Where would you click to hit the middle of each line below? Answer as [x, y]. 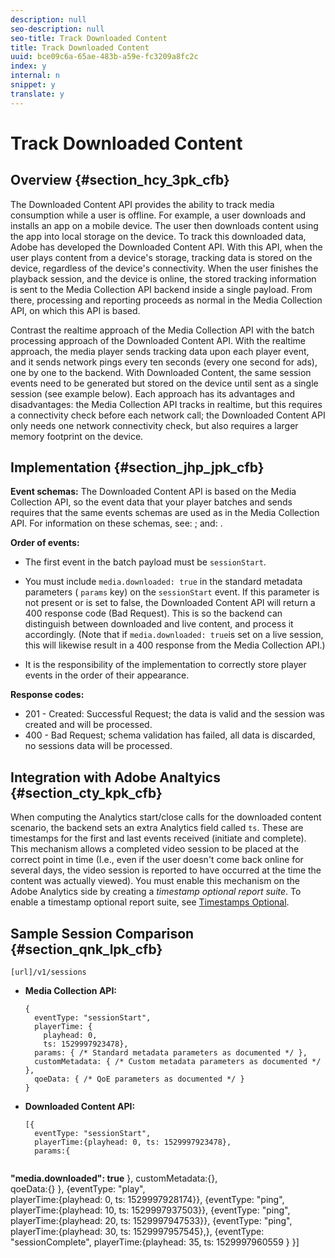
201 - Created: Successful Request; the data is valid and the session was [174, 714]
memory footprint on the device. [77, 436]
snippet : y [33, 85]
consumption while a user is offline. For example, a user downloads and [158, 215]
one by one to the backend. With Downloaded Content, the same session [161, 372]
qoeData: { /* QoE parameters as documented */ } [139, 1079]
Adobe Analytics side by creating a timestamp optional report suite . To [156, 892]
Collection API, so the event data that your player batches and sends [151, 502]
